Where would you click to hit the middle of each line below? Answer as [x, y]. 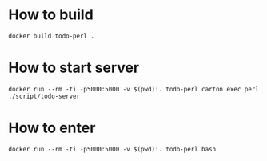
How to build [51, 15]
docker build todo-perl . [51, 36]
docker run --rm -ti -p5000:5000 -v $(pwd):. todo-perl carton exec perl [134, 89]
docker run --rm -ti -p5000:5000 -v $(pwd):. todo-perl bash [112, 149]
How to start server [74, 68]
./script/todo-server [44, 96]
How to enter [52, 128]
